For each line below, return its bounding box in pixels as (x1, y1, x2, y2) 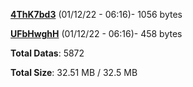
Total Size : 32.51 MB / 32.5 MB (10, 67, 138, 78)
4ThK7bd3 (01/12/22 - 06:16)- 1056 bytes (10, 9, 183, 20)
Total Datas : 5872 (10, 47, 85, 59)
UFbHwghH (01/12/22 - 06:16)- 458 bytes (10, 28, 183, 39)
